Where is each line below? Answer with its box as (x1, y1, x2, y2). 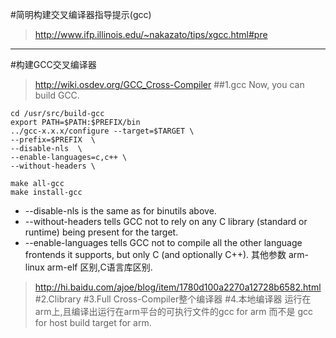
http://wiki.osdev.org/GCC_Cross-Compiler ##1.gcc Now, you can (34, 79, 305, 90)
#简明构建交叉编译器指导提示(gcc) (10, 9, 152, 20)
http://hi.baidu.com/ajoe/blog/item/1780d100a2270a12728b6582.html (34, 281, 322, 293)
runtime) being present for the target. (24, 226, 179, 238)
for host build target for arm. (34, 317, 152, 328)
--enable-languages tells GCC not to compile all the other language (24, 237, 303, 248)
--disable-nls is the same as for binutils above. (24, 205, 217, 217)
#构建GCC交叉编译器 (10, 59, 97, 70)
